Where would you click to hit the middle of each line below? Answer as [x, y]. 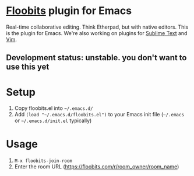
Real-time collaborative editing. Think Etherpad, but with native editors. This [97, 27]
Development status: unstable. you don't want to [96, 58]
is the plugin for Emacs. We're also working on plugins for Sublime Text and [97, 33]
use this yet [28, 67]
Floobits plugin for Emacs [69, 11]
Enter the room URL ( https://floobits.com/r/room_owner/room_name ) [97, 167]
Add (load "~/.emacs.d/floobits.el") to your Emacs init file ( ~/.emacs [99, 115]
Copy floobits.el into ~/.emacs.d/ [54, 108]
